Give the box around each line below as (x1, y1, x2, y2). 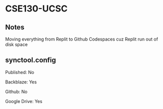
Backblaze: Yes (5, 78, 37, 85)
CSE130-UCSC (5, 3, 68, 14)
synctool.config (5, 56, 56, 64)
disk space (5, 41, 28, 47)
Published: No (5, 69, 34, 75)
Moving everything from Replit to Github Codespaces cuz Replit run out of (5, 36, 158, 42)
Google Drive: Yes (5, 98, 43, 104)
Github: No (5, 88, 28, 94)
